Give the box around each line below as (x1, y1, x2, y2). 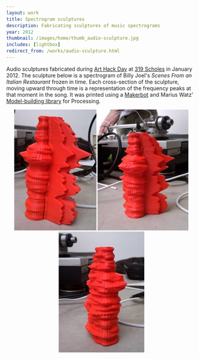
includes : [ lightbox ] (6, 42, 61, 48)
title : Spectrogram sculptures (6, 16, 85, 22)
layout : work (6, 10, 39, 16)
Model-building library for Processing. (6, 97, 101, 105)
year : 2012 (6, 29, 34, 35)
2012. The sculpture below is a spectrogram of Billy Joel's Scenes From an (6, 71, 192, 79)
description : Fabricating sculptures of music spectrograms (6, 22, 161, 28)
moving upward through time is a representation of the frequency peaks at (6, 85, 191, 92)
